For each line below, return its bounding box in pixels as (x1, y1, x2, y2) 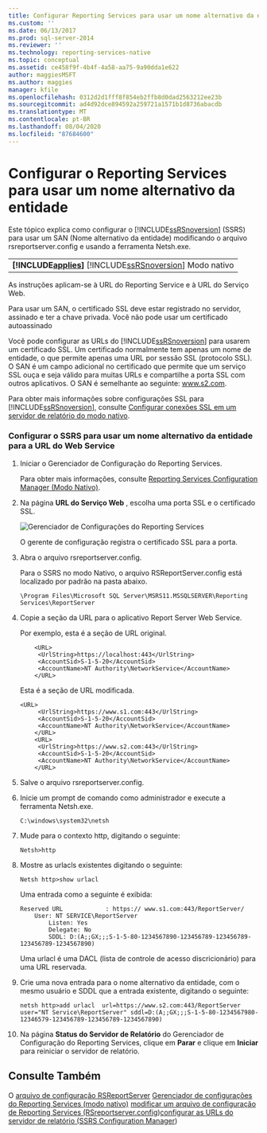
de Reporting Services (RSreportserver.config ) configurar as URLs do (8, 1108, 234, 1117)
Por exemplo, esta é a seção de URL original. (19, 628, 167, 638)
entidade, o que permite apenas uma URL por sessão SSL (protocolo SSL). (8, 353, 253, 362)
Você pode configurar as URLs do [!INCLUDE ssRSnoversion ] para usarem (8, 336, 250, 346)
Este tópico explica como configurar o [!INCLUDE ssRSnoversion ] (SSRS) (8, 225, 246, 234)
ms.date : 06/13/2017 (8, 26, 77, 34)
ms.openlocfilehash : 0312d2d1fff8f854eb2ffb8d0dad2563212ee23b (8, 93, 222, 101)
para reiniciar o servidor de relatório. (19, 1046, 141, 1056)
